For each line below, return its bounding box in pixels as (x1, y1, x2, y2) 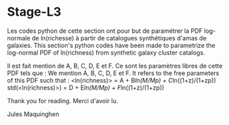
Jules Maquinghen (7, 110, 59, 118)
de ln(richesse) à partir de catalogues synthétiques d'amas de (31, 33, 207, 42)
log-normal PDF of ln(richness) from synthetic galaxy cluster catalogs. (7, 48, 205, 57)
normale (7, 33, 31, 42)
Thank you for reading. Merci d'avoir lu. (7, 96, 118, 105)
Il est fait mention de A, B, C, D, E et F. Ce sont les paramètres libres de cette (7, 61, 223, 70)
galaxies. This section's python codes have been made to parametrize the (7, 41, 215, 49)
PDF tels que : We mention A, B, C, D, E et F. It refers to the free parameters (7, 69, 219, 77)
